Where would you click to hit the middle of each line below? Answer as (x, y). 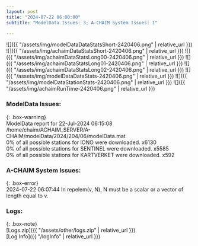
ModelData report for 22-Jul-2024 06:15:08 (59, 123)
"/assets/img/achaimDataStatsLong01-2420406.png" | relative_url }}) (98, 63)
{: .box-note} (22, 224)
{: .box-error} (22, 183)
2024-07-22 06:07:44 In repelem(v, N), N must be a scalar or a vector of (95, 189)
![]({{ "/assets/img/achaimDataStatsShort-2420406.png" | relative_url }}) (95, 51)
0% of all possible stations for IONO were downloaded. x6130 (82, 142)
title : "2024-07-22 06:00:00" (44, 17)
